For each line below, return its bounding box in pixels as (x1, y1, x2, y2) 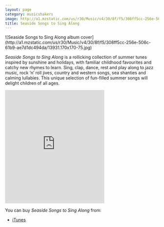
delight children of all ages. (5, 80, 60, 86)
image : (5, 16, 19, 21)
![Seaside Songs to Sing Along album (5, 34, 80, 40)
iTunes (12, 217, 26, 223)
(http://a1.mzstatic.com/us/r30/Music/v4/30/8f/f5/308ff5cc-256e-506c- (5, 40, 151, 46)
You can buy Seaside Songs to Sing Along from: (5, 207, 102, 213)
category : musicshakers (5, 12, 54, 17)
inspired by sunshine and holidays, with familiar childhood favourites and (5, 59, 152, 65)
